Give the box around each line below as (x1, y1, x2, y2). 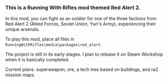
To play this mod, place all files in (5, 36, 75, 42)
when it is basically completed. (5, 57, 70, 63)
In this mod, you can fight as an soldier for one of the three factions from (5, 16, 157, 22)
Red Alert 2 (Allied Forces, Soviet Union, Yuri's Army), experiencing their (5, 21, 156, 27)
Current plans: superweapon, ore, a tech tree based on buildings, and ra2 (5, 66, 158, 72)
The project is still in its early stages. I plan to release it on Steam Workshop (5, 51, 163, 57)
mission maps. (5, 72, 35, 78)
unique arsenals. (5, 26, 40, 32)
